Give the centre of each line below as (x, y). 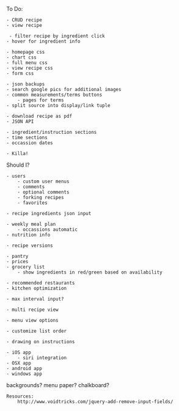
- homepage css (26, 52)
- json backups (26, 84)
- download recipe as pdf (39, 116)
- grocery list (26, 267)
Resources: (20, 396)
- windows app (24, 374)
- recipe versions (30, 246)
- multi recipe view (33, 310)
